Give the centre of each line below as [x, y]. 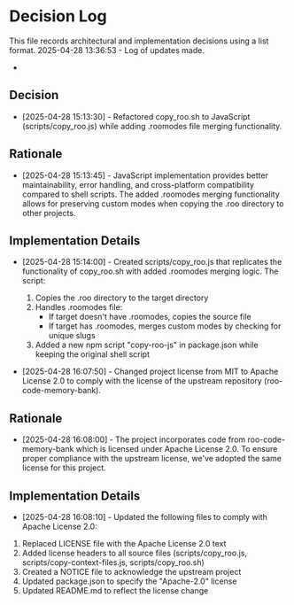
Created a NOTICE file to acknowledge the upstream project [132, 572]
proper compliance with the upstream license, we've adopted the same [151, 459]
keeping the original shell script [93, 354]
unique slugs [72, 336]
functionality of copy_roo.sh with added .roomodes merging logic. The [150, 271]
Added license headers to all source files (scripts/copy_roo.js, [135, 553]
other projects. [49, 213]
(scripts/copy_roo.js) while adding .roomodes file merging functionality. [152, 126]
